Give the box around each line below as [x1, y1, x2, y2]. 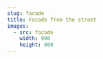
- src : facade [13, 28, 54, 36]
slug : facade [7, 9, 45, 17]
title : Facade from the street [7, 16, 97, 23]
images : [7, 22, 30, 29]
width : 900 [19, 35, 51, 42]
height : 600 [19, 41, 54, 48]
